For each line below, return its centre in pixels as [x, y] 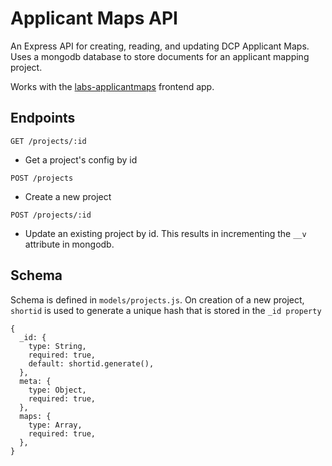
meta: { [35, 381]
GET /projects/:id [48, 141]
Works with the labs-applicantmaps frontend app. [112, 86]
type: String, [57, 346]
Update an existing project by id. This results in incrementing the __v [165, 233]
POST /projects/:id [51, 215]
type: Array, [55, 425]
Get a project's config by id [81, 159]
